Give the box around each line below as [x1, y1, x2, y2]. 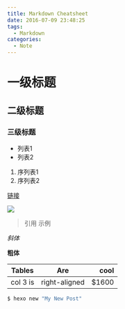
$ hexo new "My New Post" [7, 295, 82, 302]
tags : [7, 23, 23, 30]
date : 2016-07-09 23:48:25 [7, 17, 85, 24]
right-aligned [40, 277, 85, 287]
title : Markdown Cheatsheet [7, 10, 89, 17]
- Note [13, 42, 33, 49]
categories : [7, 36, 42, 43]
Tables [11, 265, 34, 275]
